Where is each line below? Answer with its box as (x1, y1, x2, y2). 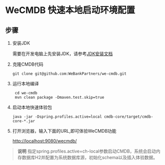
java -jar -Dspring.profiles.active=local (12, 114, 102, 119)
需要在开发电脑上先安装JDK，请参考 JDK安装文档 (12, 51, 113, 56)
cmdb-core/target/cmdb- (104, 114, 154, 119)
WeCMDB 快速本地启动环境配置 (5, 4, 136, 16)
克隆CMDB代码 (12, 61, 43, 67)
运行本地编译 (12, 81, 39, 86)
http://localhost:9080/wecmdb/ (12, 138, 77, 144)
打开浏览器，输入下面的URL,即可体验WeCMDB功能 (12, 128, 117, 134)
